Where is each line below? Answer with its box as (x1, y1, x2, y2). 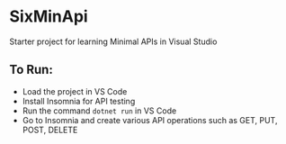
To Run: (9, 62, 54, 77)
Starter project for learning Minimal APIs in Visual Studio (9, 36, 218, 47)
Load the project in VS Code (22, 85, 128, 96)
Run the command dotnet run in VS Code (22, 105, 177, 116)
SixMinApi (9, 6, 88, 27)
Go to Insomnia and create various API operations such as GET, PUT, (22, 114, 278, 125)
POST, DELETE (22, 124, 78, 135)
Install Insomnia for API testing (22, 95, 136, 106)
